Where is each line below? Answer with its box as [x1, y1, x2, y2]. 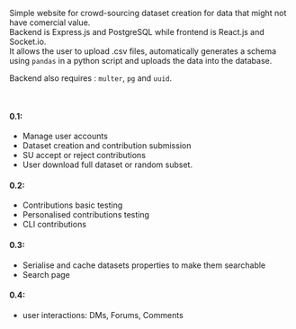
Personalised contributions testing [22, 209, 150, 220]
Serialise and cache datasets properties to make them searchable [22, 260, 266, 271]
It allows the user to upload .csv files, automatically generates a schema [9, 46, 277, 57]
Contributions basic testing [22, 200, 123, 210]
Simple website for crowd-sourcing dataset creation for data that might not [9, 8, 287, 18]
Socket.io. [9, 36, 47, 47]
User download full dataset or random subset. [22, 159, 193, 170]
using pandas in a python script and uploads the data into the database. [9, 56, 273, 66]
